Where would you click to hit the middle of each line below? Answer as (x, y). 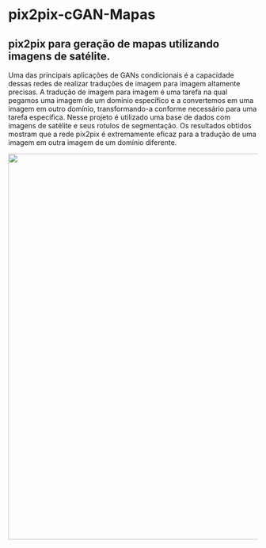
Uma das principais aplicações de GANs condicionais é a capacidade (122, 75)
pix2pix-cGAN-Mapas (82, 15)
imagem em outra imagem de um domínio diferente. (93, 143)
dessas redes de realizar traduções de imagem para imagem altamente (124, 84)
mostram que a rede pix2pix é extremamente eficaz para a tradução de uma (133, 134)
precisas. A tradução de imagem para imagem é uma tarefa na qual (118, 92)
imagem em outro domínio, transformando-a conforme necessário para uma (133, 109)
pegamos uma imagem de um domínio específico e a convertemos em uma (131, 100)
